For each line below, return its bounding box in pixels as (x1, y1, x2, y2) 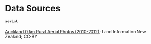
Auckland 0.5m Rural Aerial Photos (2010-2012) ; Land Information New (5, 29, 146, 34)
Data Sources (5, 3, 60, 14)
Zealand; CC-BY (5, 34, 38, 40)
